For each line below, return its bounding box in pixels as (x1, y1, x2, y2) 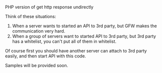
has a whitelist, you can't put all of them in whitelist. (12, 38, 116, 44)
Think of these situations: (5, 14, 56, 19)
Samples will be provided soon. (5, 63, 69, 68)
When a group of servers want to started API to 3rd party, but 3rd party (12, 34, 156, 39)
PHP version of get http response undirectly (5, 4, 94, 10)
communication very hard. (12, 28, 66, 34)
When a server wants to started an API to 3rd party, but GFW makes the (12, 23, 157, 29)
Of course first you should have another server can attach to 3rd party (5, 48, 147, 54)
